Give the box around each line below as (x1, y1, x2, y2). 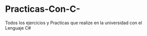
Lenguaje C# (5, 25, 31, 31)
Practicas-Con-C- (5, 3, 80, 15)
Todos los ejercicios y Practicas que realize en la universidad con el (5, 20, 143, 26)
